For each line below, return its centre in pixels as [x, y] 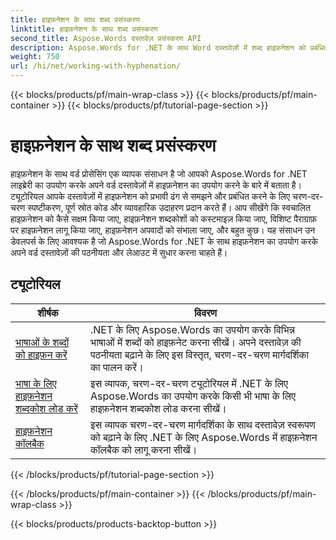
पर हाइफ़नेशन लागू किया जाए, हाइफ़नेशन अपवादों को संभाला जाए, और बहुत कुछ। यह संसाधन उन [163, 230]
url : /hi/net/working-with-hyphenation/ [96, 66]
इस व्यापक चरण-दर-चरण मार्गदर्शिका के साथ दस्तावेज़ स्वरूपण [203, 424]
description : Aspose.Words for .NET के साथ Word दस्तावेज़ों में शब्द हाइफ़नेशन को [158, 47]
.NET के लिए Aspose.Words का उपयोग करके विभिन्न [193, 329]
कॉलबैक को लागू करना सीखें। [144, 449]
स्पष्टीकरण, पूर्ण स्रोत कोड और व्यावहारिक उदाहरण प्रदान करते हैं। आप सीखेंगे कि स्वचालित [169, 207]
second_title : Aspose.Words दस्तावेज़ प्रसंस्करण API [106, 38]
